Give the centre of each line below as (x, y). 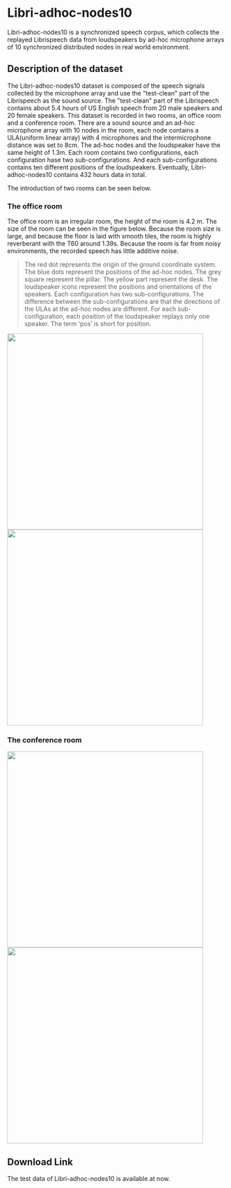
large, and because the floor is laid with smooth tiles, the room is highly (109, 236)
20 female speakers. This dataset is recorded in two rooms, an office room (114, 115)
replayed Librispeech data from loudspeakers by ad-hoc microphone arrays (116, 39)
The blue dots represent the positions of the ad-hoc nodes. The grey (122, 272)
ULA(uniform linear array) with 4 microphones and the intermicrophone (109, 137)
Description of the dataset (65, 69)
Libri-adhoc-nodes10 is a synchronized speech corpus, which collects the (113, 32)
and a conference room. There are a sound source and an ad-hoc (101, 123)
